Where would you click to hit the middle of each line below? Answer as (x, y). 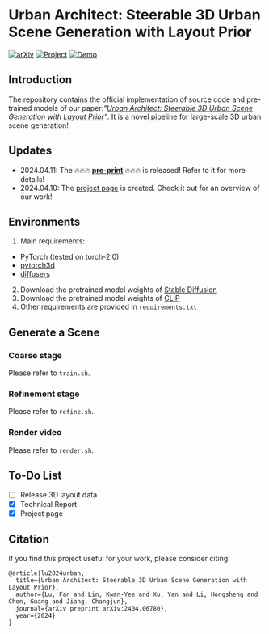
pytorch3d (37, 265)
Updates (30, 151)
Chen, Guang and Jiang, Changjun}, (68, 602)
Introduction (40, 80)
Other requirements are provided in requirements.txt (109, 307)
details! (32, 179)
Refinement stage (44, 394)
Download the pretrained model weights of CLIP (100, 298)
